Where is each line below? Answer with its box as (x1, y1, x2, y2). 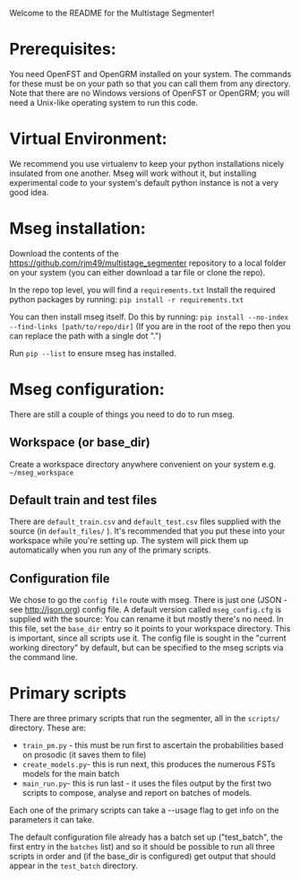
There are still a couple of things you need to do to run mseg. (9, 408, 236, 420)
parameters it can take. (9, 815, 95, 825)
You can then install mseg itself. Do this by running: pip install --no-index (9, 311, 289, 322)
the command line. (9, 652, 78, 663)
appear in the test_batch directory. (9, 860, 139, 871)
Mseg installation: (9, 219, 146, 239)
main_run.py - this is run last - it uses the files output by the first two (21, 778, 271, 789)
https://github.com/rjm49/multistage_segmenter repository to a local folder (9, 257, 287, 268)
